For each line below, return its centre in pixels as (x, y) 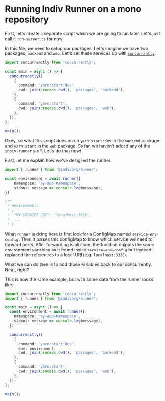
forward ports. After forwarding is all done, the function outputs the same (80, 244)
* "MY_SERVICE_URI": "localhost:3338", (49, 215)
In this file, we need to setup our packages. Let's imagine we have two (77, 48)
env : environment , (37, 348)
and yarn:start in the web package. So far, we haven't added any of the (78, 146)
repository (27, 20)
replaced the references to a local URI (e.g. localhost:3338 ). (66, 255)
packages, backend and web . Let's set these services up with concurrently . (81, 53)
